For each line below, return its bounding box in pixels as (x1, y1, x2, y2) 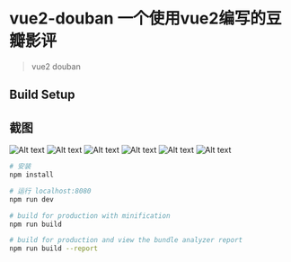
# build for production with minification (9, 211, 171, 221)
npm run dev (9, 194, 54, 203)
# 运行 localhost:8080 (9, 186, 92, 195)
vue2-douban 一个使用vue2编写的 (9, 8, 267, 29)
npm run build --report (9, 244, 99, 253)
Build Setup (9, 87, 75, 103)
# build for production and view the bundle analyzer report (9, 236, 243, 245)
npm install (9, 170, 54, 180)
